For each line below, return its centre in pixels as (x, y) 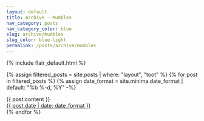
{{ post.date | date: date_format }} (49, 105)
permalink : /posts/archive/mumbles (51, 46)
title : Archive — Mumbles (39, 18)
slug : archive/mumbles (35, 34)
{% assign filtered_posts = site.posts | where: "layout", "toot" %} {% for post (102, 74)
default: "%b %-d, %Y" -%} (41, 87)
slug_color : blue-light (36, 40)
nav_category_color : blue (39, 29)
